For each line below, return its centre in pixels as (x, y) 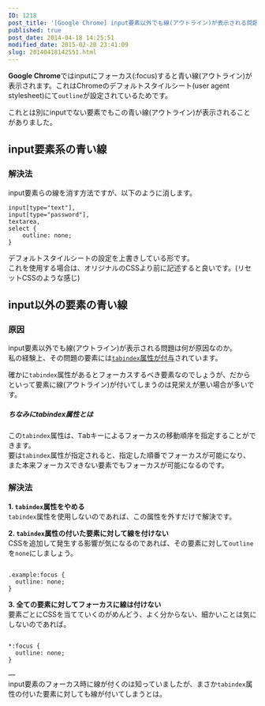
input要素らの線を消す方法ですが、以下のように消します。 (103, 193)
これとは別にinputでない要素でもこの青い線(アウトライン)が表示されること (129, 112)
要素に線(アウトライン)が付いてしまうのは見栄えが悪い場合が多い (141, 385)
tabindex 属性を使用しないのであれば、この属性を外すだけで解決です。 (122, 516)
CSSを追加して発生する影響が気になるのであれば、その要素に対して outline (131, 543)
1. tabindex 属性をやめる (47, 506)
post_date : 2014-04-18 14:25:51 (61, 38)
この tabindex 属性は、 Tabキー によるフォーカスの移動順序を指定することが (129, 436)
